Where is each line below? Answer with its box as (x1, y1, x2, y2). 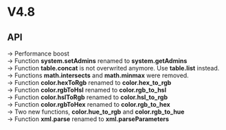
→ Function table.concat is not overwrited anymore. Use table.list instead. (7, 64, 220, 72)
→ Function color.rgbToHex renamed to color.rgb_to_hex (7, 101, 170, 108)
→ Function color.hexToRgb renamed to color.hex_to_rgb (7, 79, 172, 86)
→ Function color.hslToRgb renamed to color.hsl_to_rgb (7, 93, 168, 101)
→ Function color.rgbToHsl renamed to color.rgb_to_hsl (7, 86, 167, 94)
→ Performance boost (7, 49, 70, 57)
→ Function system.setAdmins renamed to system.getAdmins (7, 57, 188, 65)
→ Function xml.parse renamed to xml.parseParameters (7, 115, 170, 123)
